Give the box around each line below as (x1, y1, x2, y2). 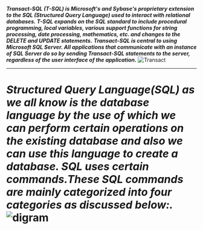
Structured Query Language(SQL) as (6, 83, 195, 97)
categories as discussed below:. (6, 198, 173, 212)
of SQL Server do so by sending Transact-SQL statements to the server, (6, 50, 190, 57)
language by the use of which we (6, 108, 176, 122)
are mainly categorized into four (6, 185, 172, 199)
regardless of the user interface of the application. (6, 57, 137, 63)
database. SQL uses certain (6, 160, 149, 173)
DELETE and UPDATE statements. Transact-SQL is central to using (6, 37, 178, 44)
